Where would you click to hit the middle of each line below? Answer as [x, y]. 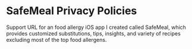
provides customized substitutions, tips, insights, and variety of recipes [94, 33]
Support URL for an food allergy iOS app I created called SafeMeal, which [96, 27]
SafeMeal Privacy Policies [72, 11]
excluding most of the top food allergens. [56, 40]
